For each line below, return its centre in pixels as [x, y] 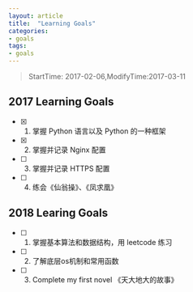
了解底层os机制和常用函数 [75, 260]
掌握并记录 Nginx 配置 [69, 150]
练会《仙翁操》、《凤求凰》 [75, 187]
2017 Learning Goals [61, 102]
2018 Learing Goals [58, 213]
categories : [28, 31]
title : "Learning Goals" [52, 23]
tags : [17, 46]
